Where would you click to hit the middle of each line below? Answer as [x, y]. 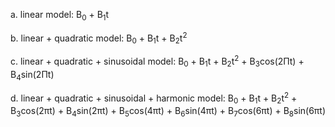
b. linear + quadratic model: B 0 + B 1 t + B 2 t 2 [99, 38]
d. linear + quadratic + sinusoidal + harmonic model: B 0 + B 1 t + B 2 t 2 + [154, 98]
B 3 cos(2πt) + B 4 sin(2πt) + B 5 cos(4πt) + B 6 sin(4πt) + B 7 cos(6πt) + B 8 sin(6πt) [168, 111]
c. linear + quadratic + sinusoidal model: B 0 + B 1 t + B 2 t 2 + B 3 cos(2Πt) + [157, 61]
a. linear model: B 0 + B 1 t [60, 16]
